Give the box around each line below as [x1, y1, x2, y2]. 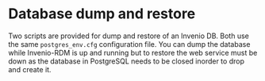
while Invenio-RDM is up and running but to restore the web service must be [8, 48, 258, 57]
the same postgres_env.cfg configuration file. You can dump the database [8, 39, 251, 48]
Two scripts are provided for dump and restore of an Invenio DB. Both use [8, 31, 250, 40]
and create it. [8, 64, 52, 74]
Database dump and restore [8, 5, 196, 23]
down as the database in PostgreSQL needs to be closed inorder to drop [8, 56, 244, 66]
